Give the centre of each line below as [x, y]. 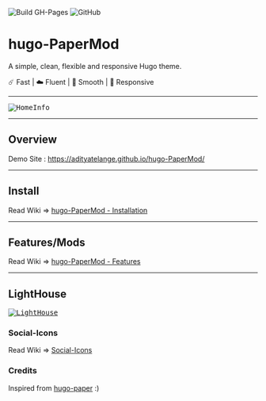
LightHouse [38, 294]
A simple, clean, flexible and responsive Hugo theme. [95, 66]
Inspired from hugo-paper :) [54, 388]
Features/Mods [47, 242]
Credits [23, 371]
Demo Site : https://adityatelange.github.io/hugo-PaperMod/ [106, 158]
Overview [33, 140]
